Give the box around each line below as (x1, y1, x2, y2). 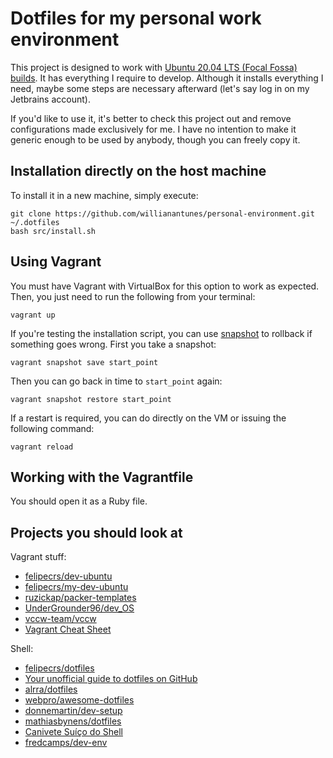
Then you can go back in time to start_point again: (10, 375, 223, 387)
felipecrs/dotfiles (24, 662, 95, 674)
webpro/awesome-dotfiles (24, 694, 135, 706)
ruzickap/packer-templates (24, 592, 137, 604)
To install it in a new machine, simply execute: (10, 189, 199, 201)
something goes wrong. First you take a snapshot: (10, 338, 217, 350)
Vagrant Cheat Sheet (24, 623, 112, 636)
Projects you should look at (10, 524, 183, 541)
